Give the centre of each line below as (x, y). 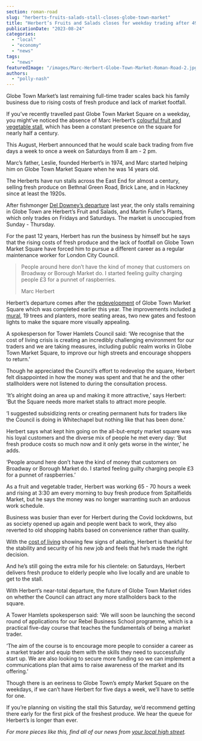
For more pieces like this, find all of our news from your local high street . (96, 732)
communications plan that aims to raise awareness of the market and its (95, 665)
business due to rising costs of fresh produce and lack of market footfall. (96, 102)
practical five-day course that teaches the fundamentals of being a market (98, 628)
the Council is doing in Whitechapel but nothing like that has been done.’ (96, 420)
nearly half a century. (32, 133)
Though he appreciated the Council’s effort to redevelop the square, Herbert (101, 371)
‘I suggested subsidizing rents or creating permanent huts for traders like (97, 413)
